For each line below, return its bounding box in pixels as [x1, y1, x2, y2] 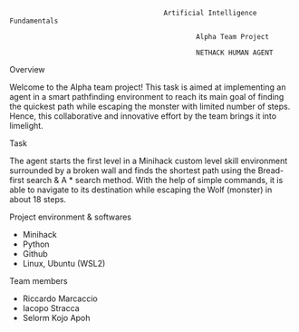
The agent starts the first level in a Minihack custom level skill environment [9, 155, 288, 166]
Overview [9, 64, 45, 74]
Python [22, 239, 50, 249]
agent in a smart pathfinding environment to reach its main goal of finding [9, 92, 285, 102]
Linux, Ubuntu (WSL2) [22, 259, 106, 269]
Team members [9, 276, 68, 286]
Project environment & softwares [9, 211, 131, 222]
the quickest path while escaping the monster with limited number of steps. [9, 101, 291, 112]
